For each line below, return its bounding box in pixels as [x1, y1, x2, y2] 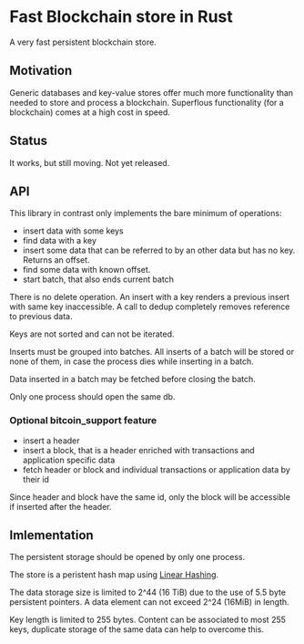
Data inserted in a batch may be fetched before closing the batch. [9, 374, 257, 385]
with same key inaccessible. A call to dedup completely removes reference [9, 301, 290, 312]
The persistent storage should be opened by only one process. [9, 552, 246, 563]
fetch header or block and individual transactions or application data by [22, 463, 291, 475]
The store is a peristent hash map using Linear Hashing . [9, 569, 219, 580]
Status [9, 133, 48, 149]
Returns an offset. [22, 254, 90, 265]
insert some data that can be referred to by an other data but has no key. [22, 244, 296, 256]
